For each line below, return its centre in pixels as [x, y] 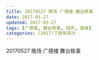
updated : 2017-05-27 [32, 22]
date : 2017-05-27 [27, 17]
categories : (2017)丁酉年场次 [41, 34]
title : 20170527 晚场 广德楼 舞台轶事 [49, 11]
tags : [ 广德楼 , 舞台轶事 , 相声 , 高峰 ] [49, 28]
